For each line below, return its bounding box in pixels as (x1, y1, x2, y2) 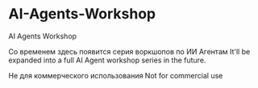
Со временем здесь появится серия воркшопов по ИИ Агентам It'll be (8, 46, 251, 56)
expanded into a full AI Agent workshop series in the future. (8, 55, 206, 65)
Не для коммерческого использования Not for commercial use (8, 70, 223, 80)
